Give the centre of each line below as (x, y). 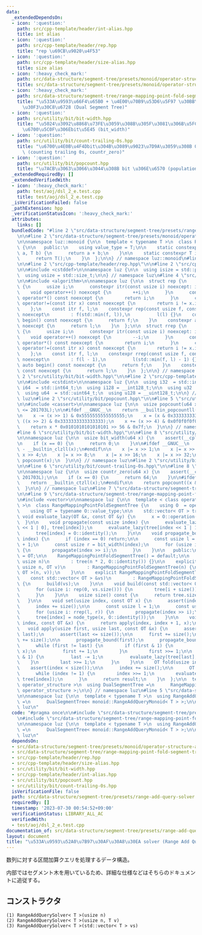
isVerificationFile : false (45, 791)
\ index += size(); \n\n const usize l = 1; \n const (103, 606)
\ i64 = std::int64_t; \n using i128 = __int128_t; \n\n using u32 (105, 388)
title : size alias (40, 68)
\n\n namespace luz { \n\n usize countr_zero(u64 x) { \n (89, 472)
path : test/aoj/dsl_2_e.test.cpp (59, 191)
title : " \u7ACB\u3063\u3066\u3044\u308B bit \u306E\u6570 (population (107, 169)
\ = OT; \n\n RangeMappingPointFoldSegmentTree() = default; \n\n (103, 556)
